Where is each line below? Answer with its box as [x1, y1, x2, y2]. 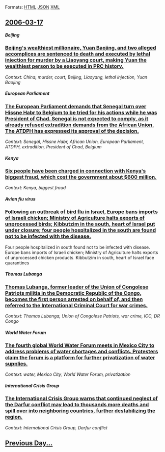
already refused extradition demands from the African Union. [5, 121, 154, 128]
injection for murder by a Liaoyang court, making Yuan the [5, 56, 147, 63]
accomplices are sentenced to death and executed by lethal [5, 51, 151, 57]
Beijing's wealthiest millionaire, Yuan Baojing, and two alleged [5, 44, 156, 51]
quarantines [5, 260, 29, 266]
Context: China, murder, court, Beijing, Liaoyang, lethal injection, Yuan [5, 74, 148, 80]
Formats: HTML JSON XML [5, 4, 60, 10]
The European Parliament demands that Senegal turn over [5, 103, 146, 110]
